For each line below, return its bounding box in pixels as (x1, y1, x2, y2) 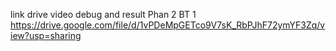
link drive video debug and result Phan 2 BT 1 (10, 9, 197, 20)
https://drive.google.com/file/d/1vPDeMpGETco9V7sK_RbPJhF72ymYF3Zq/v (10, 19, 326, 31)
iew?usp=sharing (10, 30, 82, 41)
